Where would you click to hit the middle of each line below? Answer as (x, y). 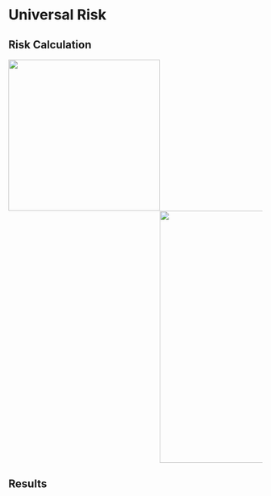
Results (28, 484)
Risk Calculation (50, 45)
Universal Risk (57, 15)
